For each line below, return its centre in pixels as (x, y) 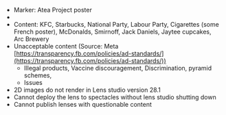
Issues (33, 82)
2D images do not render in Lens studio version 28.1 (87, 90)
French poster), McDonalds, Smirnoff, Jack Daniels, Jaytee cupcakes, (112, 31)
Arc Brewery (31, 39)
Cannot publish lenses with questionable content (83, 104)
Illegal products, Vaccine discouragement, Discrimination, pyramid (118, 68)
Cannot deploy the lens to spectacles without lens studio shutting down (115, 97)
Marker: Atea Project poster (53, 10)
